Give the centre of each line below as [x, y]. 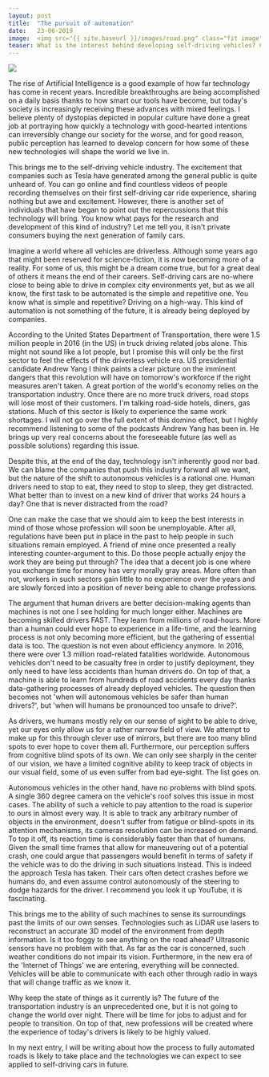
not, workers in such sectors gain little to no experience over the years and [132, 579]
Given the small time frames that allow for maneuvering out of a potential [128, 847]
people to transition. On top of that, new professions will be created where [131, 1023]
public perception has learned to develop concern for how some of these [129, 143]
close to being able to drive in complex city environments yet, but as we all [131, 285]
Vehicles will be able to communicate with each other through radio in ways [133, 974]
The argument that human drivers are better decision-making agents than [130, 604]
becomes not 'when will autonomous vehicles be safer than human [119, 697]
